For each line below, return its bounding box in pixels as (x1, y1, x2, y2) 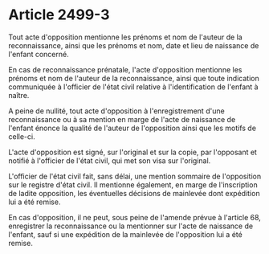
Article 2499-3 (8, 6, 110, 24)
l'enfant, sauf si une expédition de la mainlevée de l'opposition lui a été (8, 229, 243, 239)
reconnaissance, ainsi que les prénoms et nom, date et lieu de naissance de (8, 40, 259, 50)
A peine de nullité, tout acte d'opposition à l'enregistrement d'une (8, 106, 225, 116)
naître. (8, 90, 30, 100)
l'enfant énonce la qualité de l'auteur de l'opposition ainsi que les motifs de (8, 123, 257, 133)
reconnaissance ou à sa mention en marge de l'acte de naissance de (8, 114, 236, 124)
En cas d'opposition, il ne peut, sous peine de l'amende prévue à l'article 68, (8, 212, 261, 222)
